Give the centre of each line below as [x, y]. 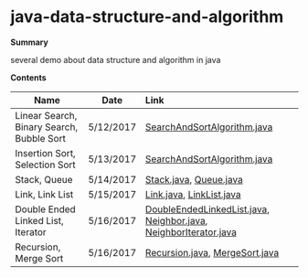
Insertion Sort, [45, 153]
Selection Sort [45, 165]
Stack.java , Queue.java [194, 179]
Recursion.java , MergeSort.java [212, 252]
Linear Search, [46, 115]
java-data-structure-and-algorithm [147, 17]
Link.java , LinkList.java [193, 194]
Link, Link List [44, 194]
